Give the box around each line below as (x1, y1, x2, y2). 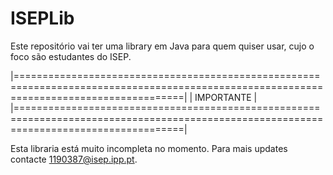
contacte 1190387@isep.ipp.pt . (10, 153, 138, 165)
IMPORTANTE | (194, 91, 258, 103)
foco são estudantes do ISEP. (10, 50, 132, 62)
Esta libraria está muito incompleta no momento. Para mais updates (10, 142, 288, 154)
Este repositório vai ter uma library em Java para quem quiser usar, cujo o (10, 40, 315, 52)
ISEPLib (10, 7, 75, 30)
